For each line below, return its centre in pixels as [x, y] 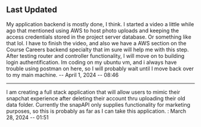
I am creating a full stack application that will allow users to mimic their [93, 92]
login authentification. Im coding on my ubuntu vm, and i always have [92, 62]
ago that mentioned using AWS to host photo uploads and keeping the [93, 30]
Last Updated [32, 10]
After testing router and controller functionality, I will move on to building [95, 55]
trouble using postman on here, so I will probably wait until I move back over [100, 69]
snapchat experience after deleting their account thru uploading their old [96, 98]
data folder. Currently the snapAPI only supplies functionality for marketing [98, 104]
